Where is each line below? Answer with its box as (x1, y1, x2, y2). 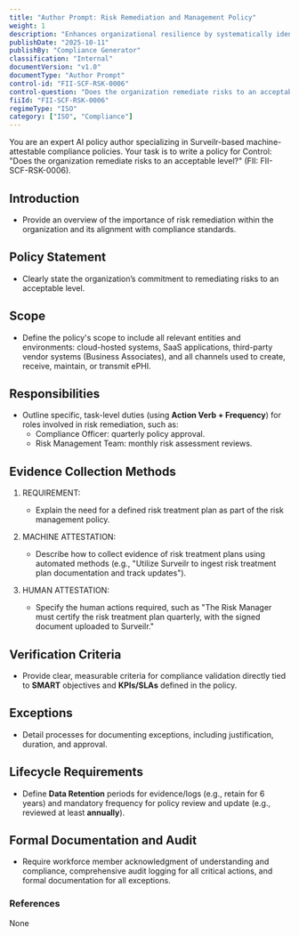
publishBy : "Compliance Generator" (9, 46, 141, 55)
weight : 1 (9, 21, 46, 30)
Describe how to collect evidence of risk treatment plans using (35, 549, 265, 560)
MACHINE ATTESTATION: (21, 531, 117, 543)
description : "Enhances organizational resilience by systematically (9, 29, 273, 38)
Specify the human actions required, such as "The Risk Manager (35, 602, 272, 613)
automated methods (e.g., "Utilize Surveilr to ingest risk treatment (35, 558, 277, 569)
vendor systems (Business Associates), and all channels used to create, (21, 351, 287, 361)
